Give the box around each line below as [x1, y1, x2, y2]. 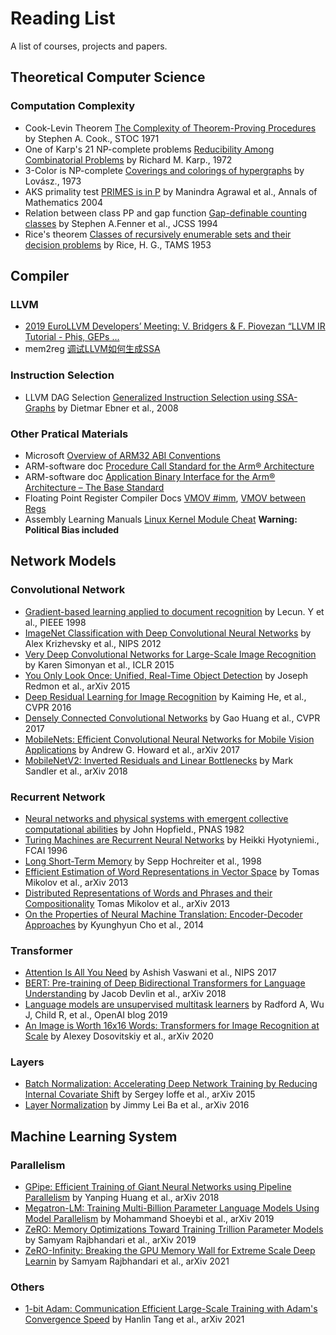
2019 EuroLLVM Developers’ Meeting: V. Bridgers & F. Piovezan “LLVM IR [24, 320, 326, 332]
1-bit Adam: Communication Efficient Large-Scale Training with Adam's [24, 1303, 318, 1315]
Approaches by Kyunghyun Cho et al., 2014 [24, 918, 205, 931]
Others [10, 1280, 45, 1294]
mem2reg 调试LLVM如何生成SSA [24, 343, 161, 355]
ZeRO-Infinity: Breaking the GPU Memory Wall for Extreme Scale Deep [24, 1245, 316, 1257]
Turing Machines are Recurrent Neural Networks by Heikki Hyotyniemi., [24, 833, 320, 846]
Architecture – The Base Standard [24, 481, 165, 493]
